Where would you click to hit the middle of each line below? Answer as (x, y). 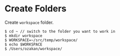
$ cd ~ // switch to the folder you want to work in (60, 31)
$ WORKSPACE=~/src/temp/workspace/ (41, 40)
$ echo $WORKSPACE (23, 44)
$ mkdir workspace (23, 36)
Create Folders (36, 9)
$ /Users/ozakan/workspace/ (34, 49)
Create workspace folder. (29, 22)
